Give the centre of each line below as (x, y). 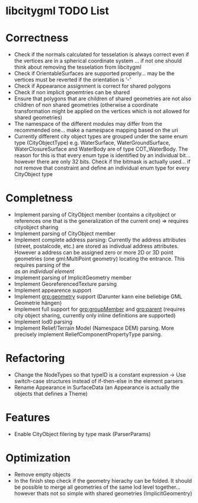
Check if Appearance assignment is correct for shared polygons (92, 86)
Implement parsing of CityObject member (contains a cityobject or (95, 215)
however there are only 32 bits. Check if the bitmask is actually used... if (102, 162)
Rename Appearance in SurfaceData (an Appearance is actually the (97, 387)
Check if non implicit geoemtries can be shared (72, 93)
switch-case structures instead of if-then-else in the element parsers (98, 381)
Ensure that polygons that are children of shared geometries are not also (103, 98)
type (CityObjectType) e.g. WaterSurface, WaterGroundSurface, (92, 143)
